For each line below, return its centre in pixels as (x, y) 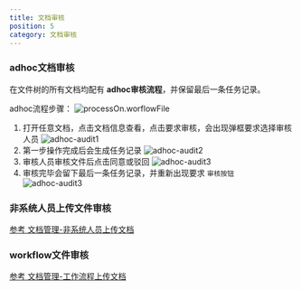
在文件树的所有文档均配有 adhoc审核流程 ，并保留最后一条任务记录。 (137, 89)
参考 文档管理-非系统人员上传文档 (72, 229)
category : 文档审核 (43, 34)
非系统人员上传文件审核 (60, 208)
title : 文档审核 (37, 18)
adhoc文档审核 (42, 68)
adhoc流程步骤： (41, 108)
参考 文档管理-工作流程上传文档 (68, 276)
